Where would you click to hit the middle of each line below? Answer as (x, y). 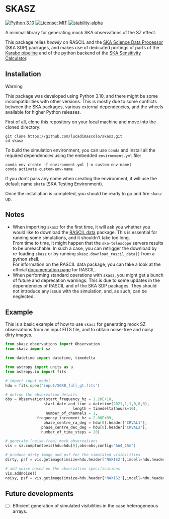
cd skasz (14, 141)
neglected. (24, 296)
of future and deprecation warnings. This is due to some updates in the (86, 280)
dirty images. (19, 335)
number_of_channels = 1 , (72, 413)
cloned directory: (23, 127)
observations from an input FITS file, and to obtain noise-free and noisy (79, 330)
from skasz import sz (28, 349)
